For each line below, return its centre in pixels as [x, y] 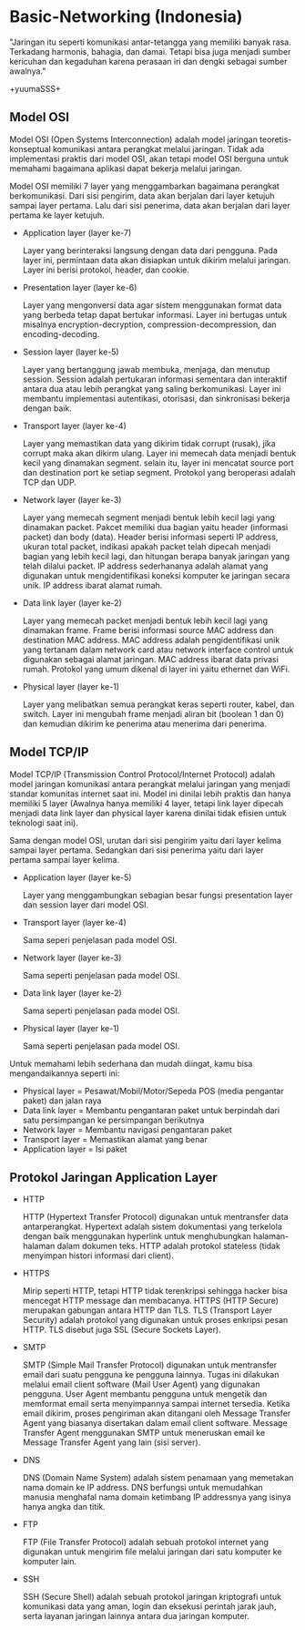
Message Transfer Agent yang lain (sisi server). [112, 1442]
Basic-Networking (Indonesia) [126, 17]
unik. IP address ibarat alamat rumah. [92, 585]
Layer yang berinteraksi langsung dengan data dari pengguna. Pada [150, 250]
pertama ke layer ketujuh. [57, 215]
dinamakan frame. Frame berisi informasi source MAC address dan [148, 630]
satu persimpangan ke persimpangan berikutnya [113, 1120]
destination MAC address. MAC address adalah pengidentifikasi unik [151, 640]
